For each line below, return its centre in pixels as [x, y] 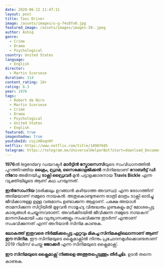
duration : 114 [20, 78]
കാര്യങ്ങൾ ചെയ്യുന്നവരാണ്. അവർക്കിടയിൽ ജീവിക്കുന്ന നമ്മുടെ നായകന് [77, 212]
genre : [12, 37]
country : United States [29, 55]
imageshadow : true [24, 137]
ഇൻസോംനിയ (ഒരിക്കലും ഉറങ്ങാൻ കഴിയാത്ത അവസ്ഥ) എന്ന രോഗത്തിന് [79, 190]
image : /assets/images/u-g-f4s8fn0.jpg [46, 23]
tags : [10, 96]
